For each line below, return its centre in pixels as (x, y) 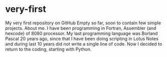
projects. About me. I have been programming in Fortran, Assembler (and (81, 28)
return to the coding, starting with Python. (48, 49)
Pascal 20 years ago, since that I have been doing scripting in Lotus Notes (82, 39)
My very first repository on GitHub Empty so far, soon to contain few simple (83, 23)
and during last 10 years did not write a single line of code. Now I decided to (84, 44)
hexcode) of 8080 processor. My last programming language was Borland (81, 33)
